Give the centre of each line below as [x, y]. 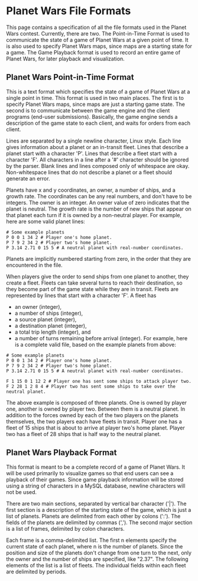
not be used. [22, 492]
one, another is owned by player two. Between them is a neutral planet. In [96, 409]
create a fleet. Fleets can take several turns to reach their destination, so [94, 283]
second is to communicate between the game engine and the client [88, 110]
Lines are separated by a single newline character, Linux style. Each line [94, 141]
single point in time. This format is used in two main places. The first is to [95, 98]
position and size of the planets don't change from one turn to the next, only [99, 553]
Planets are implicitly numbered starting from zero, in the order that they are [98, 259]
